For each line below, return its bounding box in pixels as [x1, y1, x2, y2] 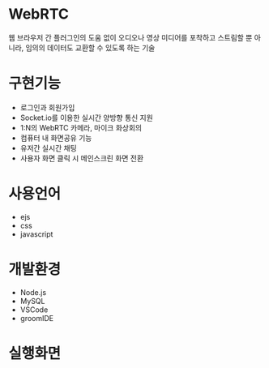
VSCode [19, 305, 49, 315]
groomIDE [19, 313, 54, 323]
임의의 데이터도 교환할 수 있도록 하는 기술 [25, 42, 156, 53]
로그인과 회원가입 [19, 102, 75, 112]
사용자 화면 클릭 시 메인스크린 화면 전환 [19, 153, 144, 163]
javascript [19, 229, 53, 239]
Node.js [19, 287, 47, 297]
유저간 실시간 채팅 [19, 143, 77, 152]
